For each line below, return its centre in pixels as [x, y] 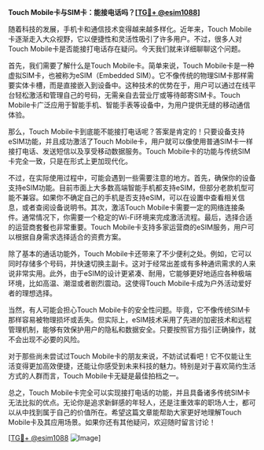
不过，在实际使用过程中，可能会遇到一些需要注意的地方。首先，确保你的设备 [132, 178]
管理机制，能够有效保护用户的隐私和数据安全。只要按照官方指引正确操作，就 [132, 329]
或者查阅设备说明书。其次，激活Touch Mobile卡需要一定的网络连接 [130, 207]
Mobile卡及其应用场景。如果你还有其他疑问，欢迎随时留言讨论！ [112, 422]
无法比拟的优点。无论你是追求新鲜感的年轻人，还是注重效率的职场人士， [125, 402]
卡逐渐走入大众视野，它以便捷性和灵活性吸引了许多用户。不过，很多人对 [125, 39]
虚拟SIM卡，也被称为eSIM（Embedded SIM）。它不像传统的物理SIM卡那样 [128, 75]
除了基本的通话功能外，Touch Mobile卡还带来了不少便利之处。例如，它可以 [130, 254]
